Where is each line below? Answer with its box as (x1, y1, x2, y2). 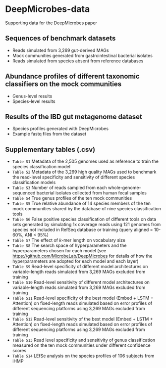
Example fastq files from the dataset (12, 131, 87, 137)
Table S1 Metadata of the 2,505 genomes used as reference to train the (12, 158, 159, 164)
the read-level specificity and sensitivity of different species (12, 174, 135, 180)
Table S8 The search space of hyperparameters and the (12, 242, 127, 248)
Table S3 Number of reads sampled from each (12, 184, 108, 191)
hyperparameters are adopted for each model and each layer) (12, 258, 139, 264)
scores (12, 348, 27, 354)
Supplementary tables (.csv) (5, 145, 96, 154)
